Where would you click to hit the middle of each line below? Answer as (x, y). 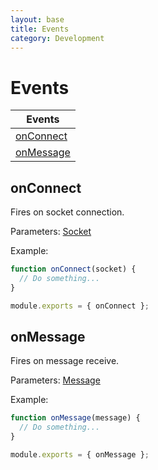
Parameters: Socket (51, 232)
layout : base (37, 19)
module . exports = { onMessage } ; (80, 455)
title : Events (40, 29)
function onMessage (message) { (75, 418)
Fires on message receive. (65, 361)
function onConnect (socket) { (73, 269)
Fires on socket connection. (67, 212)
